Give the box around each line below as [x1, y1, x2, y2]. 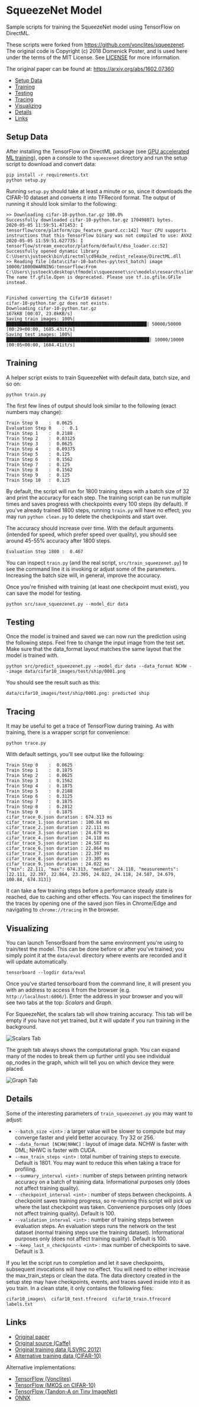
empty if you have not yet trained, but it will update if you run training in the [6, 1017, 190, 1024]
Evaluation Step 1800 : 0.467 [6, 549, 84, 554]
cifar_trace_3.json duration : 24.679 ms [6, 830, 110, 836]
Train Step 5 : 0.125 [6, 451, 70, 457]
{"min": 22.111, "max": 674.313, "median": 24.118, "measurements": [6, 866, 179, 872]
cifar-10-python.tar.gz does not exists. [6, 300, 110, 306]
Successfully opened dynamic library [6, 248, 99, 254]
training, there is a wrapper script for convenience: [6, 729, 130, 736]
